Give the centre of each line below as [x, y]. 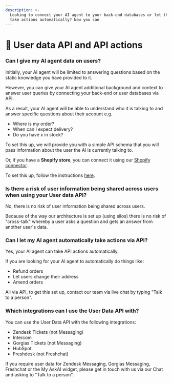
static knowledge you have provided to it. [49, 77]
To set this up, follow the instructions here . [50, 175]
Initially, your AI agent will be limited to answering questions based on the [83, 72]
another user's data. [27, 227]
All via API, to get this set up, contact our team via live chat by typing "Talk [84, 292]
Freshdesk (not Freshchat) [41, 354]
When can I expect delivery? [43, 129]
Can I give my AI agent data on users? [53, 61]
